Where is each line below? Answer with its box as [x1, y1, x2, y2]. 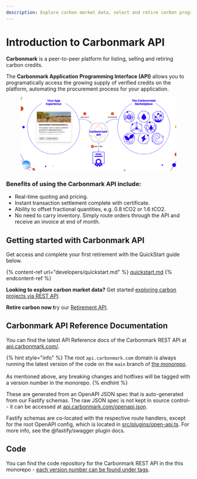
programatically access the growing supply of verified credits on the [6, 79, 171, 86]
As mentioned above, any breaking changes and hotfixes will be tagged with [6, 372, 191, 380]
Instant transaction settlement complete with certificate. [14, 199, 150, 207]
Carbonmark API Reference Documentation [6, 321, 168, 331]
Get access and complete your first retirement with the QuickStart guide [6, 251, 180, 258]
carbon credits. [6, 61, 43, 68]
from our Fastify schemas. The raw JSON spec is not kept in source [6, 397, 170, 404]
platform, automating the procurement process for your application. [6, 85, 169, 92]
